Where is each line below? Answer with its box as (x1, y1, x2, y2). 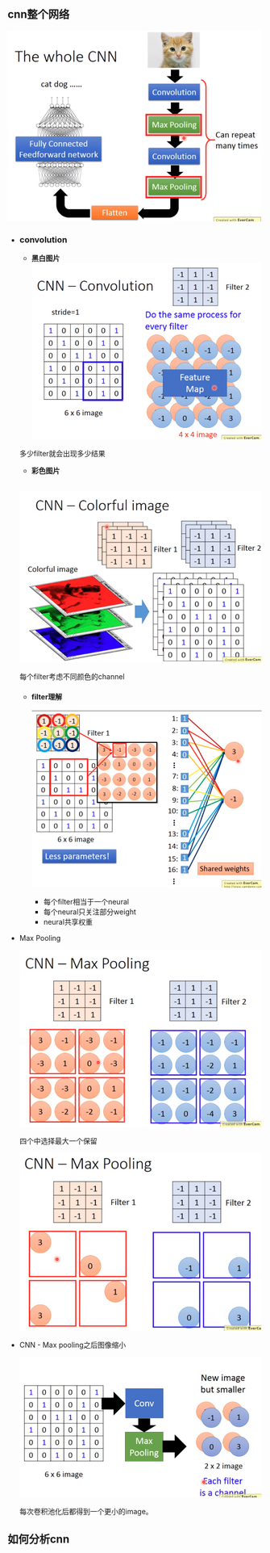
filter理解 (31, 691, 63, 701)
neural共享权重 (43, 917, 93, 927)
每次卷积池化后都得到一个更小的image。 (19, 1506, 154, 1516)
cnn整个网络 (7, 7, 70, 22)
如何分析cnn (7, 1533, 70, 1547)
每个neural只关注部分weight (43, 907, 136, 917)
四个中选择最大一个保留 (19, 1136, 98, 1146)
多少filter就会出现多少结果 (19, 449, 106, 459)
